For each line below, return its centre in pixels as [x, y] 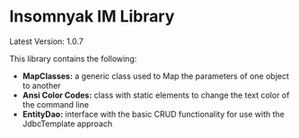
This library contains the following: [73, 58]
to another [41, 85]
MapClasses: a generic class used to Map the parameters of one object [156, 76]
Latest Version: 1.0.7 [46, 41]
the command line [56, 104]
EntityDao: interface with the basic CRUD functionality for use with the [154, 114]
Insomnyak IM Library [92, 17]
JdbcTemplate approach [67, 124]
